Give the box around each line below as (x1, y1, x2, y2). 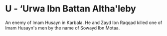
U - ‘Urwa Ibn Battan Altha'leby (5, 3, 136, 14)
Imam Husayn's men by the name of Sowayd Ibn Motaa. (5, 24, 120, 30)
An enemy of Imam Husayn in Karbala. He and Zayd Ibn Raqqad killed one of (5, 19, 163, 25)
